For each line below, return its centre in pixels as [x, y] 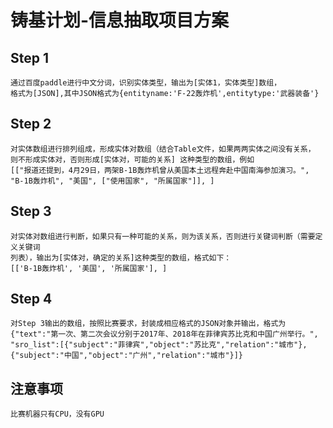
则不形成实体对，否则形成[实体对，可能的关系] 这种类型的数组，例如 [132, 159]
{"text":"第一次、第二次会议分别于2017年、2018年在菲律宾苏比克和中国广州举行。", [164, 334]
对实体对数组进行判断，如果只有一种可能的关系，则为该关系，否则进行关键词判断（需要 [163, 236]
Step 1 [30, 57]
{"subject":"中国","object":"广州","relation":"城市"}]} [127, 356]
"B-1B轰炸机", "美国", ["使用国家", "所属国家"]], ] [112, 181]
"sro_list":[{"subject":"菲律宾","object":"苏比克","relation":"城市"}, [159, 345]
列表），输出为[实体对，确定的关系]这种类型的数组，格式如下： [121, 257]
